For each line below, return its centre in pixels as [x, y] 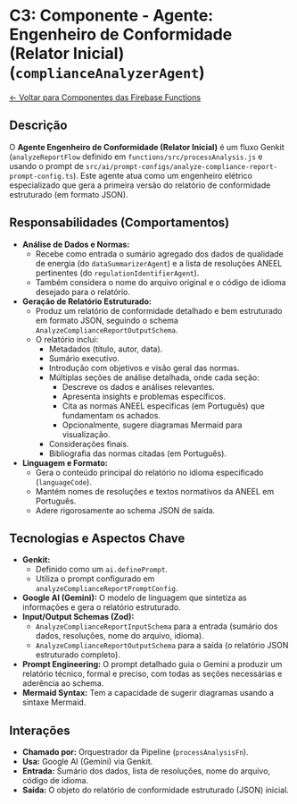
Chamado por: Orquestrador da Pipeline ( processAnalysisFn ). [135, 752]
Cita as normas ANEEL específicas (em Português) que [163, 406]
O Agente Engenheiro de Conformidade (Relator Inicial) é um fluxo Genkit [147, 147]
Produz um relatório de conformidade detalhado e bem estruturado [159, 310]
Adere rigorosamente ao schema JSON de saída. [125, 510]
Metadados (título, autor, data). [106, 349]
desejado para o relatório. [83, 292]
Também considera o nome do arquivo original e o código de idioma [161, 282]
